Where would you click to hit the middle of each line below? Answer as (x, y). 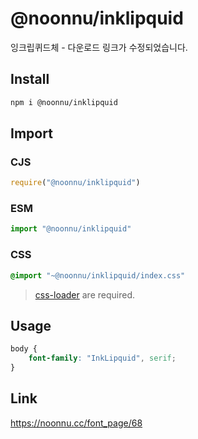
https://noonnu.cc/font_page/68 (76, 423)
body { (24, 349)
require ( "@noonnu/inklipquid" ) (75, 183)
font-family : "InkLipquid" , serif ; (102, 358)
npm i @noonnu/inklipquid (64, 102)
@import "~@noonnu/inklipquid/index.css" (98, 275)
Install (30, 79)
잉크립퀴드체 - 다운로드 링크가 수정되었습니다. (99, 47)
